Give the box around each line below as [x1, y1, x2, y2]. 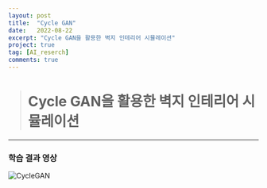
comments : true [8, 56, 59, 64]
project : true [8, 41, 56, 49]
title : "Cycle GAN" [8, 19, 77, 27]
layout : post [8, 11, 52, 20]
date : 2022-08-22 [8, 26, 73, 34]
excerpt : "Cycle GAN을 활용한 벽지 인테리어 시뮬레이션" [8, 33, 176, 42]
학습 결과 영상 [8, 152, 58, 163]
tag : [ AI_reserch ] [8, 48, 69, 56]
